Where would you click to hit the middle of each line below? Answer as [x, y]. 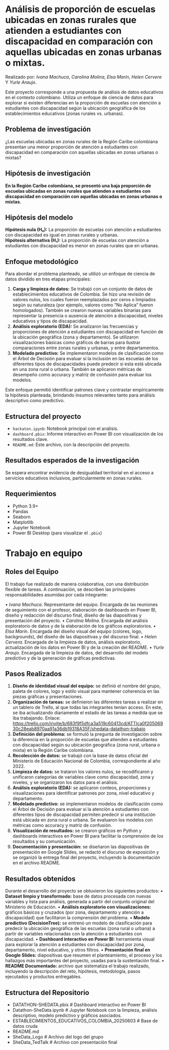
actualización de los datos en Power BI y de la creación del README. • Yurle [85, 647]
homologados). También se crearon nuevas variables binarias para [82, 310]
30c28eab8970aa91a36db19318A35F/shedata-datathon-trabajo [79, 729]
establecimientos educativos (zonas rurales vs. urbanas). [65, 113]
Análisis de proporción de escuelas [80, 9]
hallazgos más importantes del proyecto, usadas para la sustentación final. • [85, 961]
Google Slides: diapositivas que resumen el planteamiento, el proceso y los [84, 955]
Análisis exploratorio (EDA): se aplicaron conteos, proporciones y [81, 788]
